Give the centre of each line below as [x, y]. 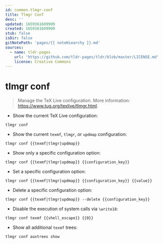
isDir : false [19, 38]
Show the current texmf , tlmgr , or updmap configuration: [70, 134]
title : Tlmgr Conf [24, 15]
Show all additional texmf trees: [45, 227]
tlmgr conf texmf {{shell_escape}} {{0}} [49, 218]
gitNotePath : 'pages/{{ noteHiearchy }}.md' [53, 43]
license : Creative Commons [43, 62]
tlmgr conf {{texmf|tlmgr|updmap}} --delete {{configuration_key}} [78, 200]
